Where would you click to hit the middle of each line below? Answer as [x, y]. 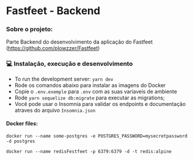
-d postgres [21, 141]
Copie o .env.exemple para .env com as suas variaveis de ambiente [96, 91]
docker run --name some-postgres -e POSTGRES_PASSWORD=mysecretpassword [97, 136]
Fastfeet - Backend [53, 11]
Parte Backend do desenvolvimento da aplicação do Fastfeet [79, 42]
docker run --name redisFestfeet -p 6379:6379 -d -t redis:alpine [89, 151]
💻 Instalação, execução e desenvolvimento [70, 64]
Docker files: [22, 124]
